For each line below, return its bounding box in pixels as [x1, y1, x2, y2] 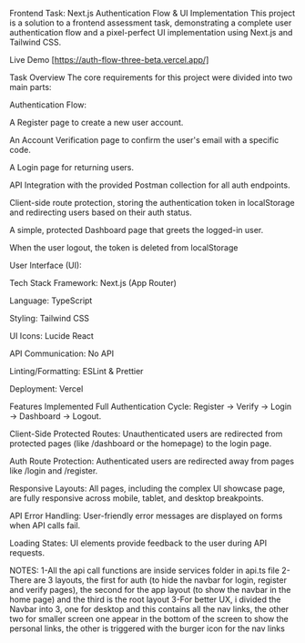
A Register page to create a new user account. [9, 117, 184, 128]
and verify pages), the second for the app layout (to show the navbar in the [9, 585, 291, 595]
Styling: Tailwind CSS [9, 313, 89, 323]
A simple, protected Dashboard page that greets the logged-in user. [9, 225, 264, 235]
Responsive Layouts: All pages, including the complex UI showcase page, [9, 483, 285, 494]
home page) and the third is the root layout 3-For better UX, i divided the [9, 594, 281, 605]
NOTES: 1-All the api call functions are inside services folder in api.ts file [9, 565, 280, 576]
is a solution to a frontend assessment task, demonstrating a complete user [9, 17, 292, 28]
